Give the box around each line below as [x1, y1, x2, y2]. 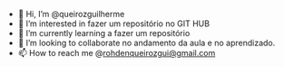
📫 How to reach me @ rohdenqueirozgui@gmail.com [17, 48, 216, 58]
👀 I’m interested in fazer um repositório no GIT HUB [17, 18, 211, 29]
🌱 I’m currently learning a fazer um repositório [17, 28, 191, 38]
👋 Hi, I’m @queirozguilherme [17, 9, 125, 19]
